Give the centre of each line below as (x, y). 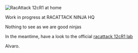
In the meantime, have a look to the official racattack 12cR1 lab (69, 36)
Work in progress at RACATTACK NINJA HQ (50, 17)
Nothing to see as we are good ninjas (43, 27)
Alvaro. (12, 46)
